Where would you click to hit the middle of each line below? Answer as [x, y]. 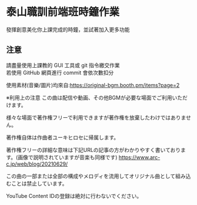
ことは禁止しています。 [39, 183]
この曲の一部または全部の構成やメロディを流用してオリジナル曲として [91, 176]
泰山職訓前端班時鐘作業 [63, 12]
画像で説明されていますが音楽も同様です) [67, 157]
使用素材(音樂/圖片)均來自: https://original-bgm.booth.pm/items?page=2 [93, 85]
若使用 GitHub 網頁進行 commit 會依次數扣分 [60, 72]
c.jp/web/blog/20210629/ [37, 164]
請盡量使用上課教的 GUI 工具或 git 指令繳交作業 [63, 65]
